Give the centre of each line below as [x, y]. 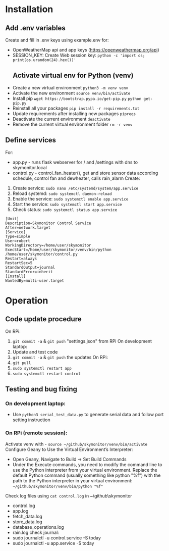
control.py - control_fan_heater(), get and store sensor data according [85, 173]
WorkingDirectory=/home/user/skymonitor [48, 245]
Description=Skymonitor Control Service [48, 223]
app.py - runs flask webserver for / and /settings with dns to [75, 162]
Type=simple [18, 236]
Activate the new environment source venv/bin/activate [71, 93]
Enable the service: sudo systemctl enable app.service [70, 198]
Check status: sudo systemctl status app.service [65, 209]
